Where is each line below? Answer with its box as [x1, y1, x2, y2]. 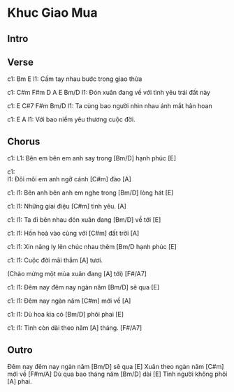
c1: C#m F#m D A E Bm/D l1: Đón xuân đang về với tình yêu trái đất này [7, 89, 211, 97]
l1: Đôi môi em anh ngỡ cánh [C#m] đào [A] [7, 175, 131, 183]
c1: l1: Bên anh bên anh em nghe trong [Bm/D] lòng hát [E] [7, 188, 174, 197]
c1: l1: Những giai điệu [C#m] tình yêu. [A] [7, 202, 127, 211]
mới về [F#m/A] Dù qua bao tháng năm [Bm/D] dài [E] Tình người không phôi [7, 370, 228, 378]
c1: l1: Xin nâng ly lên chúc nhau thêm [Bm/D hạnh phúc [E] [7, 243, 177, 251]
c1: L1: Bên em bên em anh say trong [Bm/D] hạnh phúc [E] [7, 154, 177, 163]
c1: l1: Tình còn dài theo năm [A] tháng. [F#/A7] [7, 324, 142, 332]
